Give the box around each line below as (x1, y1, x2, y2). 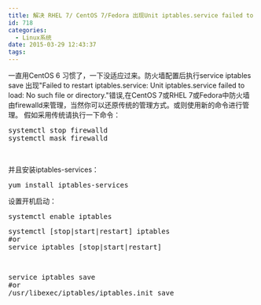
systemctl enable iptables (8, 212, 112, 221)
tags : (8, 48, 26, 56)
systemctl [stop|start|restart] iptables (8, 227, 171, 236)
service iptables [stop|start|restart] (8, 243, 162, 251)
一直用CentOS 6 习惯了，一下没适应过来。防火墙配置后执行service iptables (8, 71, 252, 80)
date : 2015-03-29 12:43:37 (8, 41, 97, 49)
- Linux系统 (15, 33, 53, 42)
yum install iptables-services (8, 180, 129, 189)
